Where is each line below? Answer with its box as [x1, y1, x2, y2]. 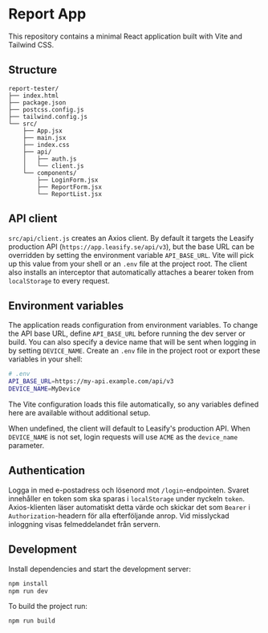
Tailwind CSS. [8, 39, 55, 49]
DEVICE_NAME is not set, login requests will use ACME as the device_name [8, 432, 238, 442]
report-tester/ [8, 84, 59, 92]
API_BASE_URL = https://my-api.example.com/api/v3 [8, 378, 174, 386]
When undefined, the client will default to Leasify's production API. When [8, 423, 250, 433]
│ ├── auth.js [22, 154, 78, 163]
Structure [8, 63, 58, 77]
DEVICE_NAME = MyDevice [8, 385, 81, 394]
